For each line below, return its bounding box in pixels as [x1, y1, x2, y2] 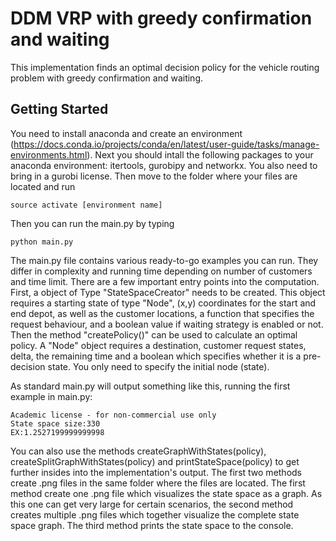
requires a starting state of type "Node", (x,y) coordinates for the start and [10, 297, 317, 309]
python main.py [10, 237, 74, 247]
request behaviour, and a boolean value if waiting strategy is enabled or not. [10, 318, 324, 330]
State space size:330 [10, 418, 101, 429]
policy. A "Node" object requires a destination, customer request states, [10, 339, 307, 351]
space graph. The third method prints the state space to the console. [10, 519, 294, 531]
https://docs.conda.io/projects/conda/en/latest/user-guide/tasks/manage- [13, 138, 320, 150]
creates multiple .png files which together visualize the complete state [10, 508, 300, 521]
